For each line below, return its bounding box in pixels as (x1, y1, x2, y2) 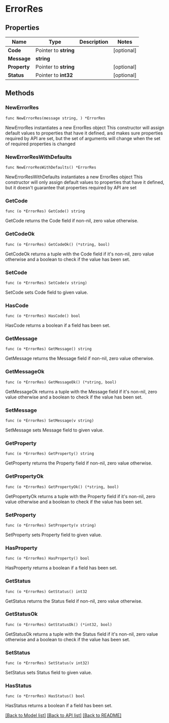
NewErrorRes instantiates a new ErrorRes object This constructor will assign (5, 124, 164, 130)
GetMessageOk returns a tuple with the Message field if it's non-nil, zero (5, 388, 157, 395)
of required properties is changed (5, 141, 76, 147)
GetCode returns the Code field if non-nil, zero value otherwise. (5, 218, 139, 224)
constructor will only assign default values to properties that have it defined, (5, 179, 164, 185)
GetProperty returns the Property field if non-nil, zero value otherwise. (5, 460, 153, 466)
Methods (5, 89, 35, 97)
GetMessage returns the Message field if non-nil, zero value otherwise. (5, 355, 154, 361)
